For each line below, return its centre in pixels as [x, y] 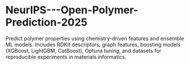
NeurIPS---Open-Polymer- [72, 10]
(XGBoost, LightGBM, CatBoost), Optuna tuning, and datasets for [84, 50]
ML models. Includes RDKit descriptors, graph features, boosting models [93, 45]
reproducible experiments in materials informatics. [66, 57]
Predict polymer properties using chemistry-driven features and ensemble [95, 38]
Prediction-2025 [46, 22]
